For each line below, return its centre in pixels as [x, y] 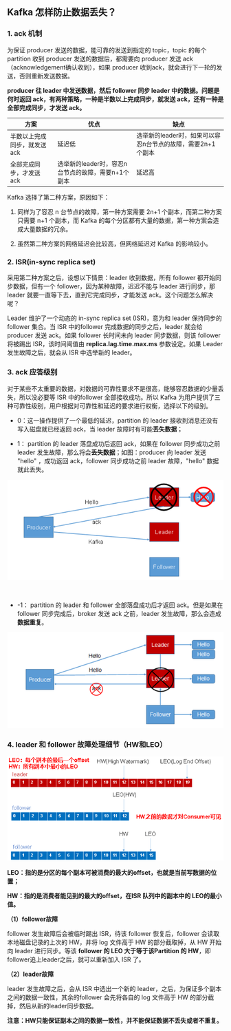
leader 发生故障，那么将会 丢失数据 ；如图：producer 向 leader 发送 [111, 452]
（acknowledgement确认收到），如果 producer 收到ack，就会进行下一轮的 [112, 67]
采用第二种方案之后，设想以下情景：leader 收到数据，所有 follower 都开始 [111, 278]
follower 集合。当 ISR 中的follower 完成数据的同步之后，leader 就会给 [105, 327]
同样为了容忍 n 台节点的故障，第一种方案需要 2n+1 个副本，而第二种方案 [119, 212]
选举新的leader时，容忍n [92, 163]
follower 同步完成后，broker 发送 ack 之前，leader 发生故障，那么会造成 [119, 614]
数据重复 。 [32, 622]
